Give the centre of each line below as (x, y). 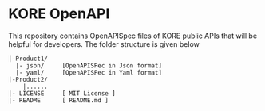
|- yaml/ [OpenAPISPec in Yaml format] (89, 72)
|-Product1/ (28, 59)
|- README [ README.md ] (59, 100)
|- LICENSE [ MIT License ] (62, 93)
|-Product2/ (28, 79)
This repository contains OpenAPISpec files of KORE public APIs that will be (133, 36)
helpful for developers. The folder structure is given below (104, 44)
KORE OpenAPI (59, 14)
